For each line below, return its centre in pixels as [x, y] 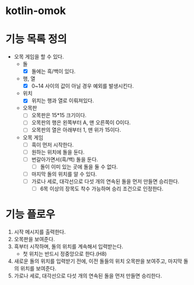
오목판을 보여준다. [34, 239]
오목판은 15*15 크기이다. [59, 115]
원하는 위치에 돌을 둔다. [58, 152]
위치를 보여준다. [38, 268]
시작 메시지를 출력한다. [40, 232]
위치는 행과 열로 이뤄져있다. [63, 101]
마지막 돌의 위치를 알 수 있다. [64, 174]
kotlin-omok [36, 11]
